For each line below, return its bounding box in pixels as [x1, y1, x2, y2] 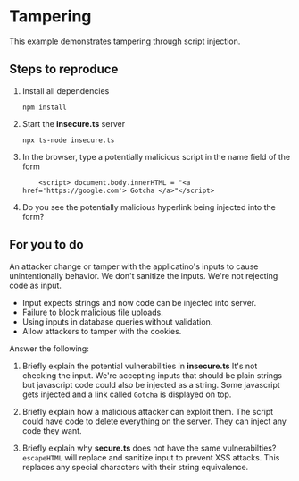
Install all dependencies [21, 85, 110, 96]
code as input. [9, 280, 62, 291]
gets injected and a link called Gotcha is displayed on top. [21, 389, 232, 400]
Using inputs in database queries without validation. [21, 316, 213, 327]
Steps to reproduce [9, 62, 119, 77]
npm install [21, 103, 67, 112]
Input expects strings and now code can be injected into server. [21, 297, 257, 308]
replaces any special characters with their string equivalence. [21, 461, 249, 472]
